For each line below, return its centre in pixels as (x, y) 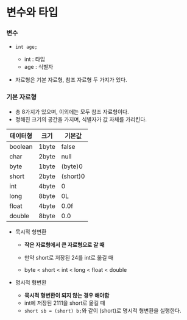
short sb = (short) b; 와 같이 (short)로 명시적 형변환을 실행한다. (103, 310)
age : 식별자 (39, 67)
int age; (26, 47)
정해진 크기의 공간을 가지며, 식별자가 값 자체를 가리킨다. (81, 119)
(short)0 (73, 176)
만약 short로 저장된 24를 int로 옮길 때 (69, 257)
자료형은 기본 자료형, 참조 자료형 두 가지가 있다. (71, 80)
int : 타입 (35, 59)
